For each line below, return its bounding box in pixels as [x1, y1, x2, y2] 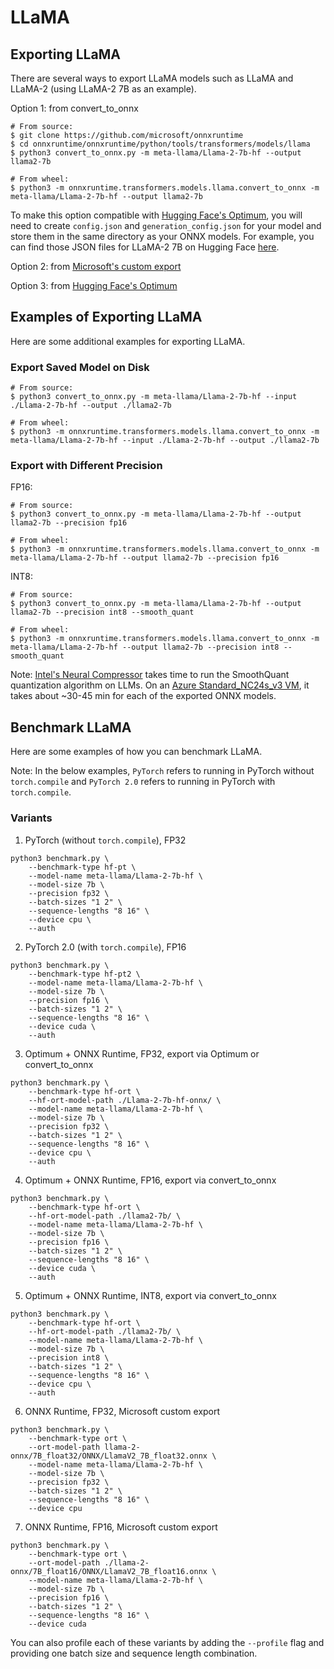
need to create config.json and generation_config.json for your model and [10, 220, 322, 231]
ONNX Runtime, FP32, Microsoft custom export [24, 1405, 221, 1417]
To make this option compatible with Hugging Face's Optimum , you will [10, 209, 303, 221]
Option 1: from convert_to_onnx [10, 102, 139, 114]
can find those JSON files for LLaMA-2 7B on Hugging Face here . [10, 241, 280, 253]
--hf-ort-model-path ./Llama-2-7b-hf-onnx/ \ [28, 1095, 222, 1105]
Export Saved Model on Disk [10, 360, 150, 374]
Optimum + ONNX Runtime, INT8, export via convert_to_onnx [24, 1289, 277, 1301]
